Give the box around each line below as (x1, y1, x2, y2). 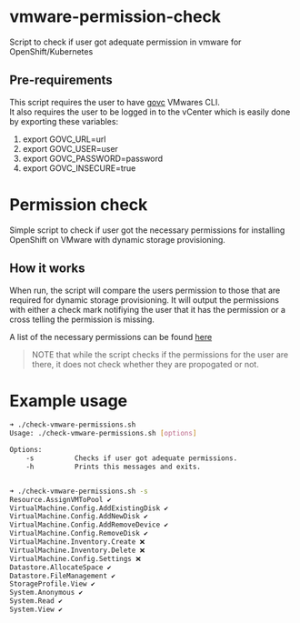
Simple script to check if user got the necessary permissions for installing (9, 225, 285, 236)
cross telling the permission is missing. (9, 314, 155, 325)
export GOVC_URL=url (22, 134, 106, 145)
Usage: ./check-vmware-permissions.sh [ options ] (9, 429, 197, 438)
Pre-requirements (9, 73, 114, 88)
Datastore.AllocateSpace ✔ (9, 562, 112, 572)
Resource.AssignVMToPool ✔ (9, 495, 112, 504)
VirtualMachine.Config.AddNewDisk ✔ (9, 512, 148, 521)
